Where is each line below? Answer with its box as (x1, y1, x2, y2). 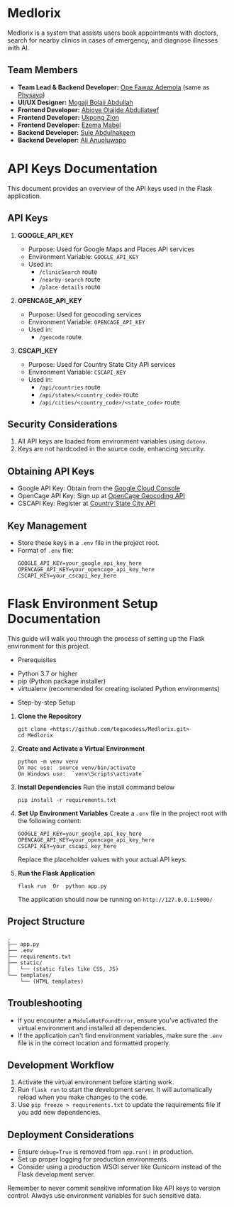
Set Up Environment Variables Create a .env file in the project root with (17, 809, 228, 817)
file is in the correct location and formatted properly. (17, 1038, 171, 1047)
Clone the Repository (17, 712, 82, 720)
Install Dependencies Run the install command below (17, 783, 175, 791)
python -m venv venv (17, 758, 79, 765)
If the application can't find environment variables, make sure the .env (17, 1031, 223, 1040)
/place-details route (38, 282, 101, 291)
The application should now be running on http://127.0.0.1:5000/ (17, 895, 213, 903)
